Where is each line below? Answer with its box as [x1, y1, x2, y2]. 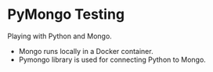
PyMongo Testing [7, 5, 125, 23]
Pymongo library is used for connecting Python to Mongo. [18, 55, 207, 64]
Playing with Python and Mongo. [7, 31, 113, 41]
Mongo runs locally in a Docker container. [18, 46, 153, 56]
